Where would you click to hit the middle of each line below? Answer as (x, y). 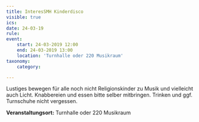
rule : (13, 34)
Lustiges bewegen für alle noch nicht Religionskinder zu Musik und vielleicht (100, 89)
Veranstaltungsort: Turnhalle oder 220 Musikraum (69, 113)
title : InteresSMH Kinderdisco (45, 12)
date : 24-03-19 (25, 28)
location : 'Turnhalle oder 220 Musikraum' (70, 56)
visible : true (24, 17)
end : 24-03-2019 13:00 (45, 50)
